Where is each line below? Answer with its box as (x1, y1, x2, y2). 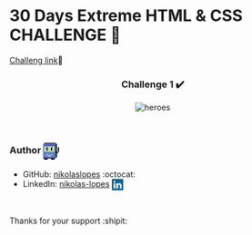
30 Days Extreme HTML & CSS (9, 5, 243, 26)
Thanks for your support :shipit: (9, 215, 128, 226)
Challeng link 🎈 (9, 54, 64, 65)
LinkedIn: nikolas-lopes (22, 178, 110, 189)
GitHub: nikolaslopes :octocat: (22, 169, 136, 180)
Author (9, 144, 42, 157)
